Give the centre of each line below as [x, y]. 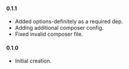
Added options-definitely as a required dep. [69, 21]
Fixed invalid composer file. [49, 34]
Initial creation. [33, 61]
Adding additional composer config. [59, 28]
